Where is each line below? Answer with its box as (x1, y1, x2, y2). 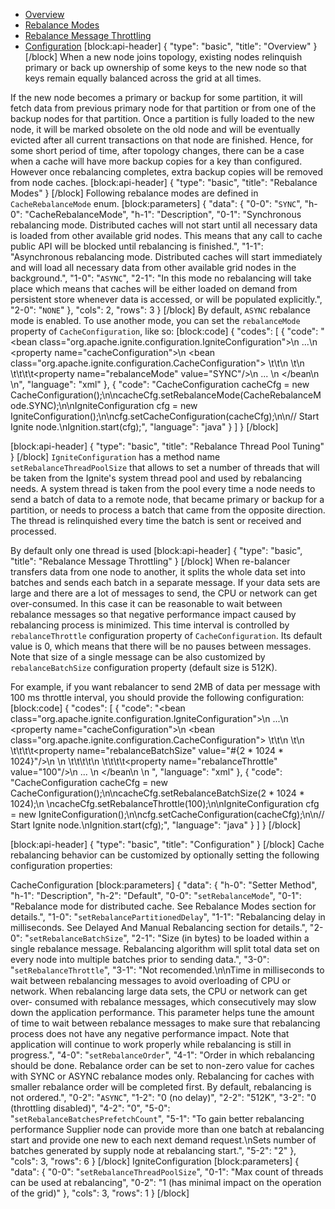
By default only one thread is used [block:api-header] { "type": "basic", (10, 545, 303, 556)
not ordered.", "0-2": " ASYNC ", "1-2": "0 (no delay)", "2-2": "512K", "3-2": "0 (10, 1092, 317, 1103)
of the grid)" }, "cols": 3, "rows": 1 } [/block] (10, 1187, 190, 1199)
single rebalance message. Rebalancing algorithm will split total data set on (10, 943, 320, 954)
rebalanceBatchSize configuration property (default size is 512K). (10, 662, 278, 673)
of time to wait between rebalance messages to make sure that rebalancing (10, 1017, 321, 1029)
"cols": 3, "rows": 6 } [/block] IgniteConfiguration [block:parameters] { (10, 1155, 300, 1167)
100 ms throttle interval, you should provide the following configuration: (10, 692, 305, 703)
